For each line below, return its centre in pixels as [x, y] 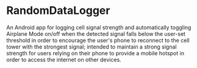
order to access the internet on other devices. [64, 59]
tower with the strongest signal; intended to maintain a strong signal [91, 47]
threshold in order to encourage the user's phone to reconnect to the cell [98, 40]
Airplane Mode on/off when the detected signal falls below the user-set [96, 33]
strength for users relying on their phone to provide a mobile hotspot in [95, 53]
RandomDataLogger [58, 11]
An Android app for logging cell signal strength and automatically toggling [99, 27]
